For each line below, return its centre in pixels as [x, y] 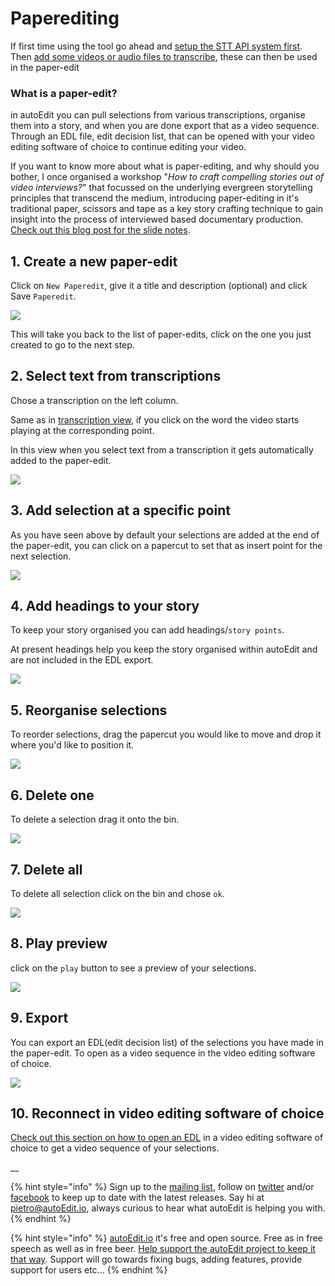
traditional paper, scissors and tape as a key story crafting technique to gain [167, 209]
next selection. [41, 556]
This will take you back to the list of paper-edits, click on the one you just [161, 334]
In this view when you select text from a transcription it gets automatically [162, 449]
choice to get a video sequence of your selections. [115, 1148]
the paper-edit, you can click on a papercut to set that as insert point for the [166, 545]
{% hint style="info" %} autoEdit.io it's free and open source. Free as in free [166, 1238]
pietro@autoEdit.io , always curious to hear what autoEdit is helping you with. [168, 1208]
